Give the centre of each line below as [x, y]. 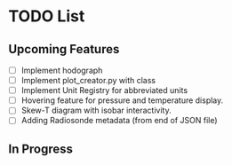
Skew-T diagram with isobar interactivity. [96, 110]
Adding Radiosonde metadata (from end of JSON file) [120, 121]
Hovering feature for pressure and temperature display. [122, 100]
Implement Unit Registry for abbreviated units [104, 90]
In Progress [40, 149]
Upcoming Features [64, 49]
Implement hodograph [62, 70]
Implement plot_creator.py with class [88, 81]
